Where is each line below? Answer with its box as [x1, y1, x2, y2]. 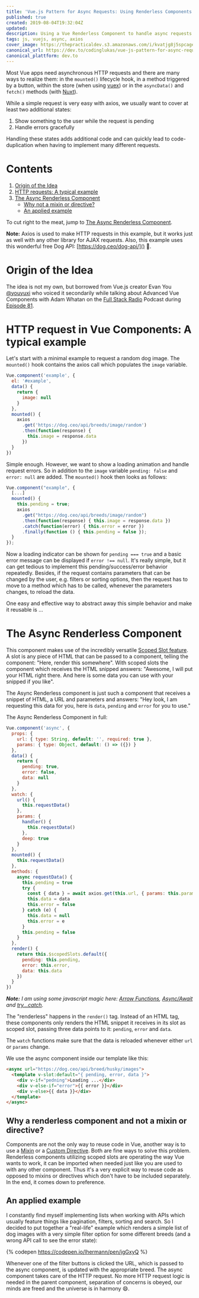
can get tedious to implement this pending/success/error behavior [6, 563, 168, 570]
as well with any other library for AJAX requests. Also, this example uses [6, 236, 183, 243]
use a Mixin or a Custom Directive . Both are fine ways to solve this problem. [6, 1147, 191, 1154]
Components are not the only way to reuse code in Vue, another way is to [6, 1141, 186, 1148]
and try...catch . [6, 1001, 44, 1009]
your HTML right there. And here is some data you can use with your [6, 672, 174, 679]
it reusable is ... [6, 606, 43, 613]
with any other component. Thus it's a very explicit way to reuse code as [6, 1166, 184, 1173]
